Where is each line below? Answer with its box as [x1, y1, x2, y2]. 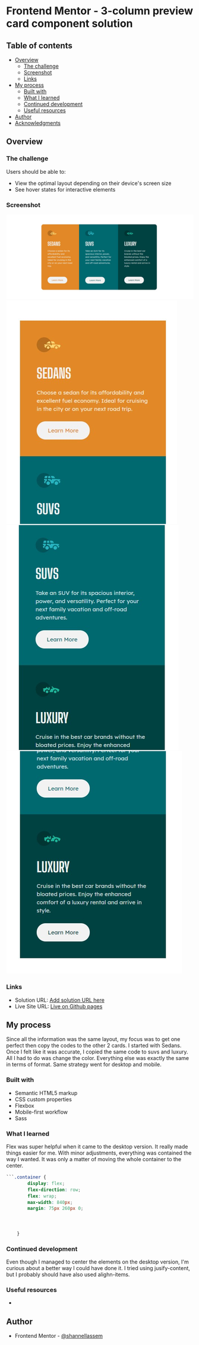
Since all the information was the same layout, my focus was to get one [6, 1036, 181, 1043]
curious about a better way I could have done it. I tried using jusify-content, [6, 1265, 190, 1272]
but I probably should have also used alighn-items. [6, 1271, 130, 1278]
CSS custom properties [14, 1096, 72, 1103]
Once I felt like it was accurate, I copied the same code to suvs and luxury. [6, 1048, 188, 1055]
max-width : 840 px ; [27, 1199, 73, 1205]
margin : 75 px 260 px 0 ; [27, 1206, 84, 1212]
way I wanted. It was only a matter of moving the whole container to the [6, 1156, 182, 1163]
